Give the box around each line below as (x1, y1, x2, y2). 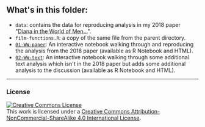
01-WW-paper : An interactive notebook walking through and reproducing (15, 40, 194, 48)
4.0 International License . (77, 114, 142, 122)
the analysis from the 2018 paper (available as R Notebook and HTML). (15, 47, 193, 54)
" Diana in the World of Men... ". (15, 27, 92, 35)
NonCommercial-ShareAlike (6, 114, 76, 122)
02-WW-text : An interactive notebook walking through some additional (15, 53, 189, 60)
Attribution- (131, 108, 160, 115)
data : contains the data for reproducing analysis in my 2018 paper (15, 21, 181, 28)
